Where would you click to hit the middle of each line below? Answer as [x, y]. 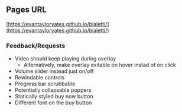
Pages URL [27, 10]
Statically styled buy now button [54, 97]
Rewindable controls [40, 78]
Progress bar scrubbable [45, 84]
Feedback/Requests [36, 46]
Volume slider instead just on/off [54, 71]
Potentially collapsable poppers [53, 90]
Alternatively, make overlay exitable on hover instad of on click [100, 65]
